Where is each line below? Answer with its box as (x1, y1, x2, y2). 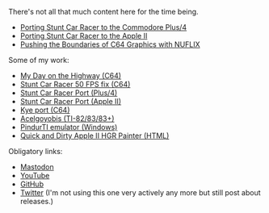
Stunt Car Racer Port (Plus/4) (19, 88, 118, 98)
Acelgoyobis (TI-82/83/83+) (19, 114, 115, 123)
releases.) (19, 197, 54, 206)
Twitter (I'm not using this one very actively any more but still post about (19, 188, 261, 197)
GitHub (19, 179, 44, 189)
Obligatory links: (8, 147, 63, 156)
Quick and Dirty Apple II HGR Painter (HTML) (19, 131, 170, 140)
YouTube (19, 171, 50, 180)
